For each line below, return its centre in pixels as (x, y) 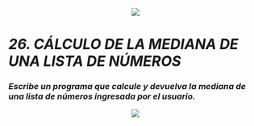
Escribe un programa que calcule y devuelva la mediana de (127, 87)
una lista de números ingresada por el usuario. (102, 96)
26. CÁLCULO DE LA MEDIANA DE (124, 45)
